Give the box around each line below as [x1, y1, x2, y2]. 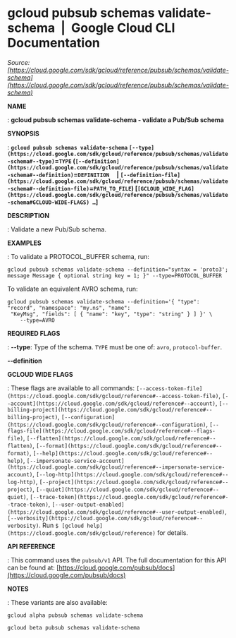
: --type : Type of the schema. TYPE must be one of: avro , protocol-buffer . [7, 342, 223, 351]
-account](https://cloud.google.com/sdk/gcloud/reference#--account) [7, 400, 216, 407]
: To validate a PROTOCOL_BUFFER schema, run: [7, 252, 149, 260]
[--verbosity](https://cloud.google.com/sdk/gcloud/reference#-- [7, 514, 203, 522]
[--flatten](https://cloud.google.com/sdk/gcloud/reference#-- [26, 435, 216, 442]
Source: [7, 58, 30, 66]
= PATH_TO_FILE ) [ [89, 183, 138, 192]
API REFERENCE [7, 542, 56, 550]
